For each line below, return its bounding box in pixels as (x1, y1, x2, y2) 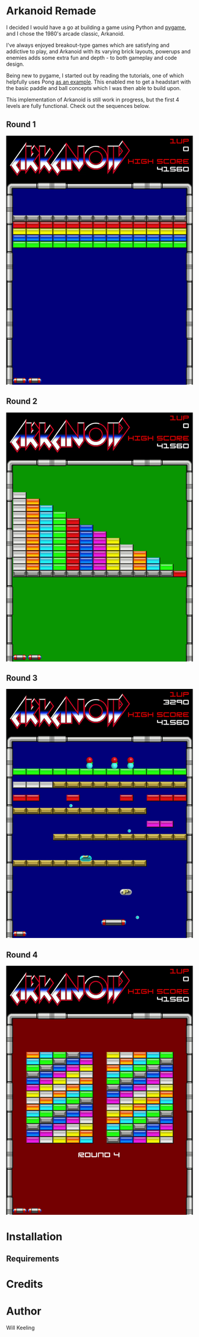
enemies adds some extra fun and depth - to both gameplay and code (6, 54, 178, 61)
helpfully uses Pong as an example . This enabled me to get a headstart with (6, 78, 191, 85)
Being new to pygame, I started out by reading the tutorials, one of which (6, 72, 184, 79)
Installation (6, 1230, 63, 1243)
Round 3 (6, 673, 38, 683)
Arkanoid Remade (6, 4, 97, 18)
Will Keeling (6, 1324, 35, 1331)
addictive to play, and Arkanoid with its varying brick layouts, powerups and (6, 47, 191, 55)
